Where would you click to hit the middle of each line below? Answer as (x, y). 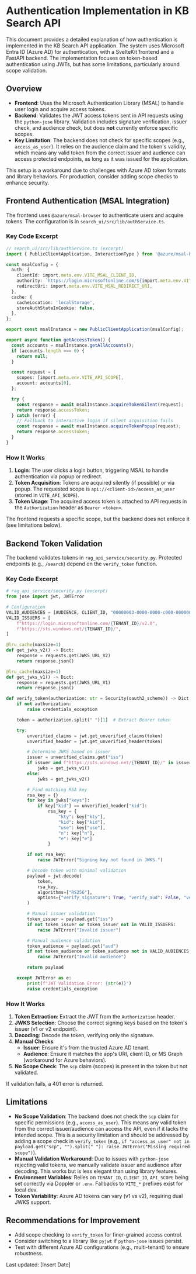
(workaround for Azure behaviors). (65, 1060)
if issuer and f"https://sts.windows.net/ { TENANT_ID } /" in (100, 763)
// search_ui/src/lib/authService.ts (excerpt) (65, 248)
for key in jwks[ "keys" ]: (59, 800)
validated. (26, 1072)
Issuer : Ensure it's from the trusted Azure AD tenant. (86, 1047)
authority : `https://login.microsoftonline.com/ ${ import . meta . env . (100, 281)
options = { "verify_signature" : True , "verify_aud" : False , (109, 898)
